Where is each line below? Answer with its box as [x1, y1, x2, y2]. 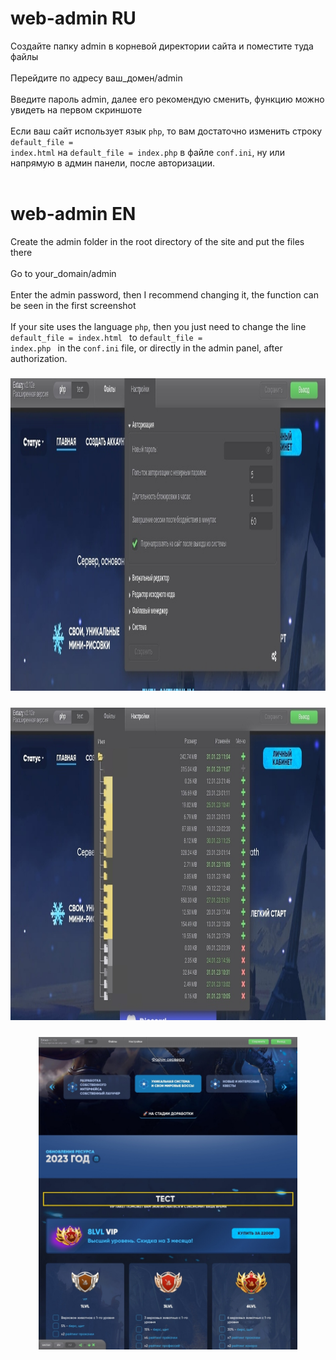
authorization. [10, 352, 68, 364]
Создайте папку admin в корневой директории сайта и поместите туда [10, 40, 314, 52]
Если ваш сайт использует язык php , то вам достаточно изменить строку [10, 125, 323, 137]
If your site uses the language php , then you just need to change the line [10, 320, 307, 332]
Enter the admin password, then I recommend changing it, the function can [10, 288, 319, 301]
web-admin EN [10, 203, 137, 226]
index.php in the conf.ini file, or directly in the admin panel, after [10, 342, 283, 354]
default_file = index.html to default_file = [10, 331, 203, 343]
